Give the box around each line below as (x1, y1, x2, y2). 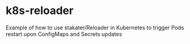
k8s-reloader (5, 4, 74, 18)
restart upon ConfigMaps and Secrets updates (5, 30, 122, 37)
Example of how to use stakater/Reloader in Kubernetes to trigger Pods (5, 24, 185, 31)
